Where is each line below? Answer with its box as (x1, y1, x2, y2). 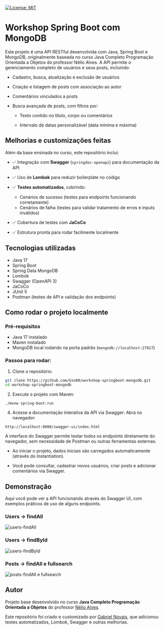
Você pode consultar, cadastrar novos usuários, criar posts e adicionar (12, 463, 156, 469)
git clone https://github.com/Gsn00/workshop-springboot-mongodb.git (5, 378, 151, 383)
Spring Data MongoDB (12, 268, 58, 273)
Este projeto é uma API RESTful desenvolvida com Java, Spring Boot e (5, 48, 148, 54)
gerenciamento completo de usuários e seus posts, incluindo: (5, 64, 130, 70)
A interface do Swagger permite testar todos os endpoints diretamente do (5, 433, 155, 439)
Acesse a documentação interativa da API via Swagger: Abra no (12, 409, 142, 415)
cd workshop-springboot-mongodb (5, 382, 71, 388)
